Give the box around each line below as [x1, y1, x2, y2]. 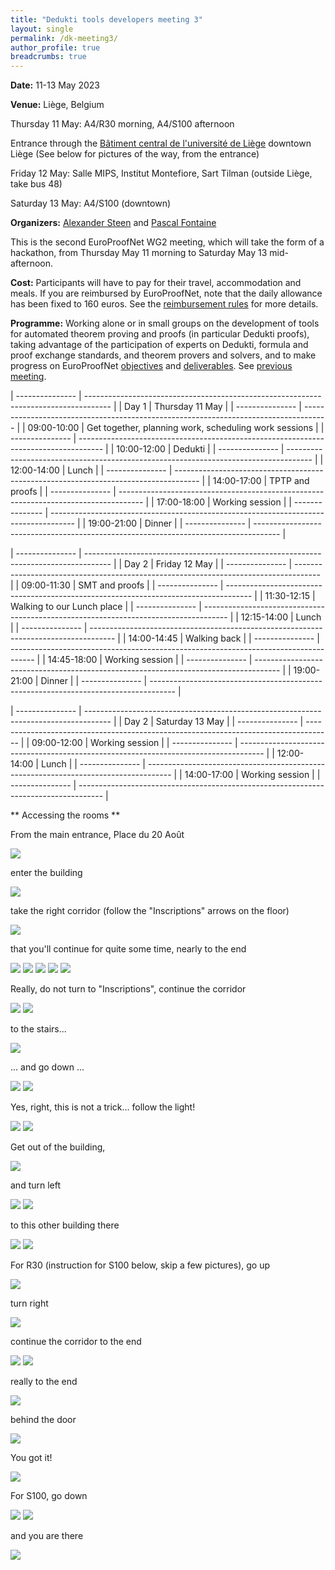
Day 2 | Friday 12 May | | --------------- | [124, 558, 293, 570]
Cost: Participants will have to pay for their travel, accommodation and [10, 277, 302, 289]
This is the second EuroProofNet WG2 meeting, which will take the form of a [10, 236, 325, 248]
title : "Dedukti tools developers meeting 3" [10, 14, 203, 25]
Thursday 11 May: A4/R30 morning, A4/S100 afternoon [10, 118, 235, 130]
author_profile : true [10, 42, 101, 53]
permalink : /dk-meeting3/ [10, 33, 118, 43]
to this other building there [10, 1219, 120, 1231]
